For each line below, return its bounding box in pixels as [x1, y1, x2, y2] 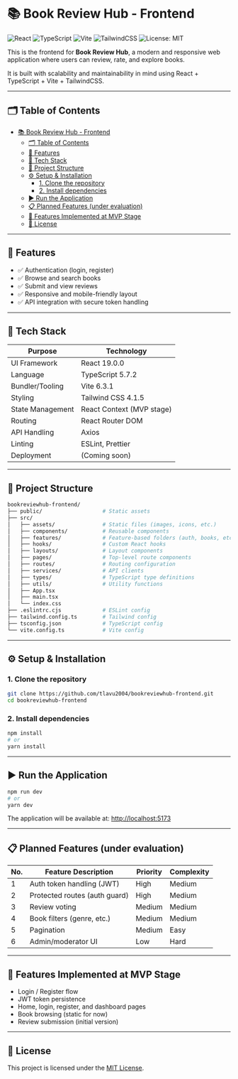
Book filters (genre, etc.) [29, 913, 111, 923]
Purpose [28, 346, 57, 356]
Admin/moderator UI [29, 937, 98, 947]
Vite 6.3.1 [81, 381, 114, 391]
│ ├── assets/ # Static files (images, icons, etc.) [7, 521, 217, 528]
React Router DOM [81, 416, 143, 426]
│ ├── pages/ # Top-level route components [7, 554, 192, 561]
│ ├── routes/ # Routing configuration [7, 560, 176, 568]
